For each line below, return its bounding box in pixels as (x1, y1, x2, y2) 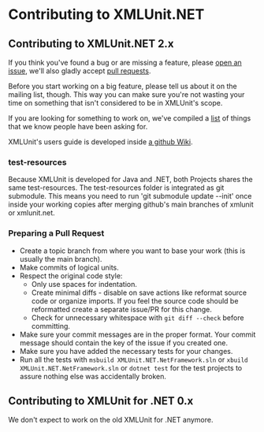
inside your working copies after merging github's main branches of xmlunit (8, 199, 254, 210)
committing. (31, 321, 71, 330)
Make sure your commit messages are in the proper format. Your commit (19, 330, 256, 339)
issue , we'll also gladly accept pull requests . (8, 66, 151, 76)
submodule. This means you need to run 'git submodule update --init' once (8, 192, 252, 201)
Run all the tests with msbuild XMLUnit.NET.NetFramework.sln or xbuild (19, 355, 248, 364)
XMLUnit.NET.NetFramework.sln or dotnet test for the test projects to (19, 363, 243, 372)
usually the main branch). (19, 254, 102, 263)
